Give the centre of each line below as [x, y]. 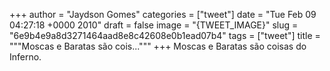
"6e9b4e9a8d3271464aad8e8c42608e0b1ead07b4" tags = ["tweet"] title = [165, 35]
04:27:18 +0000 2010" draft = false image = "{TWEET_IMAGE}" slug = [154, 25]
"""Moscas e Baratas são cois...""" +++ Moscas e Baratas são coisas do [158, 46]
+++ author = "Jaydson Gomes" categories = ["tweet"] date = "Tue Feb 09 [163, 14]
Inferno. [25, 57]
